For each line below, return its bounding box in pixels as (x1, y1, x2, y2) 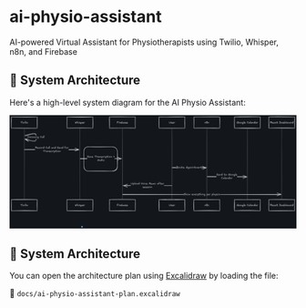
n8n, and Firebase (9, 46, 77, 56)
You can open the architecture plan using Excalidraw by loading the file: (9, 271, 279, 282)
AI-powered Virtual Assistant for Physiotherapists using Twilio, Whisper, (9, 36, 280, 47)
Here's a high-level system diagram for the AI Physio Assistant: (9, 97, 246, 108)
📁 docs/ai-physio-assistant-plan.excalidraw (9, 288, 180, 299)
